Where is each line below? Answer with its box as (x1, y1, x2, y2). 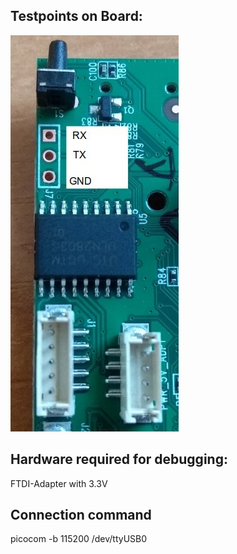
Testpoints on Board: (10, 8, 143, 25)
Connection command (10, 507, 152, 524)
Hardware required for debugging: (10, 451, 228, 468)
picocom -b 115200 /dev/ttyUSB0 (10, 533, 148, 545)
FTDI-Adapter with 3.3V (10, 477, 108, 489)
